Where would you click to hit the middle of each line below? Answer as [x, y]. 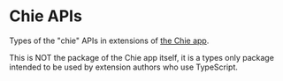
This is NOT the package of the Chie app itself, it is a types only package [141, 57]
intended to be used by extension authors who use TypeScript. [124, 67]
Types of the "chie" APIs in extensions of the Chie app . [109, 40]
